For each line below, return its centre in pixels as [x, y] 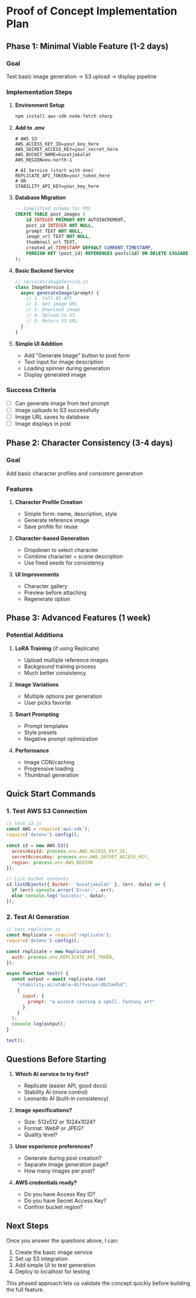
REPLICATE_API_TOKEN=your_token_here [62, 176]
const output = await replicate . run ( [59, 979]
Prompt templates [46, 726]
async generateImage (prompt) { [60, 293]
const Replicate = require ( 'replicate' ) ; [59, 935]
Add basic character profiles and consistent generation [75, 473]
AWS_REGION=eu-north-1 [43, 160]
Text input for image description [64, 362]
